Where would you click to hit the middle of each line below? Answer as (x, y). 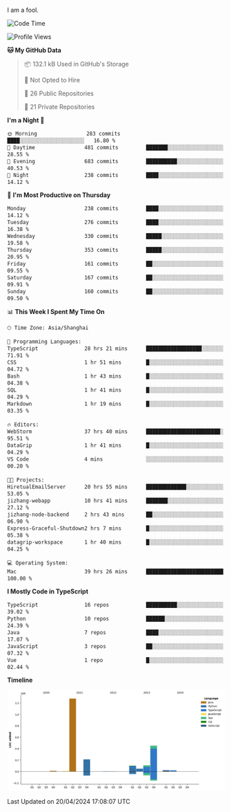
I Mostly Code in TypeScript (48, 591)
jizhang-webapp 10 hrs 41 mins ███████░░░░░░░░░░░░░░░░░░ (115, 501)
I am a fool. (23, 10)
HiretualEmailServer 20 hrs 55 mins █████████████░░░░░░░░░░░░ (115, 487)
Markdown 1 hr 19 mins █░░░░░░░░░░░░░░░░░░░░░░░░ (115, 404)
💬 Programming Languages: (44, 342)
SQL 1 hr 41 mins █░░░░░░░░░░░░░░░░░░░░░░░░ (115, 390)
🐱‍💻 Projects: (26, 480)
